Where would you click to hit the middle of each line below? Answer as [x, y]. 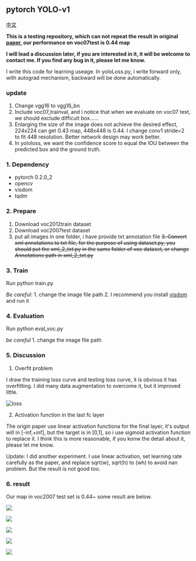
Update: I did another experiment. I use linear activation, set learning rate [94, 456]
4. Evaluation [25, 316]
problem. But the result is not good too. [53, 468]
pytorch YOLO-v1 [38, 10]
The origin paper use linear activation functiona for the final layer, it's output [98, 426]
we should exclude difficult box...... [56, 118]
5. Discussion [26, 356]
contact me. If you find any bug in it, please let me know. [76, 60]
